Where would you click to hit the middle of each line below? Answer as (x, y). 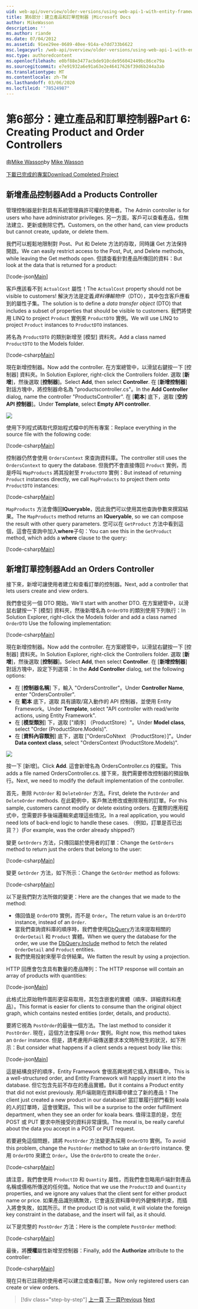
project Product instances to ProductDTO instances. (67, 324)
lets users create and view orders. (47, 591)
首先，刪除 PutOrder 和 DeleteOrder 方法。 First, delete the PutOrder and (93, 793)
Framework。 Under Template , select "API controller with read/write (97, 709)
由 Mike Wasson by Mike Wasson (45, 162)
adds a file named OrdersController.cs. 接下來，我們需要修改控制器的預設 (95, 774)
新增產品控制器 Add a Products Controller (82, 195)
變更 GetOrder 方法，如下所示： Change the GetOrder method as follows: (93, 873)
